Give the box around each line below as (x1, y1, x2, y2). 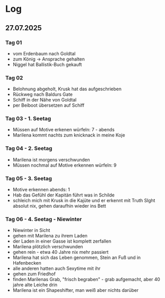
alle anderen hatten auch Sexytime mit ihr (12, 265, 101, 272)
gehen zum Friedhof (12, 271, 56, 277)
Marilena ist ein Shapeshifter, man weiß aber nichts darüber (12, 287, 139, 293)
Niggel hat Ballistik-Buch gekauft (12, 61, 82, 67)
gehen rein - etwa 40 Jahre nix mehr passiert (12, 249, 109, 255)
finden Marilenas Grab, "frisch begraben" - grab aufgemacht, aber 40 (12, 276, 160, 283)
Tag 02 (5, 74, 23, 81)
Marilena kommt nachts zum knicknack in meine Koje (12, 132, 126, 138)
